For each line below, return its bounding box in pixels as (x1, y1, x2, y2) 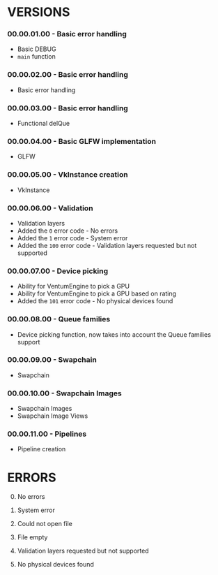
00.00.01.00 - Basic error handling (7, 29, 127, 39)
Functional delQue (17, 119, 70, 128)
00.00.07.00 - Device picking (7, 266, 109, 276)
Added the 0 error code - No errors (17, 226, 118, 235)
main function (17, 52, 56, 61)
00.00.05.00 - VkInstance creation (7, 170, 128, 180)
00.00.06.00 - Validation (7, 203, 93, 213)
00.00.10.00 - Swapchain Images (7, 388, 122, 398)
